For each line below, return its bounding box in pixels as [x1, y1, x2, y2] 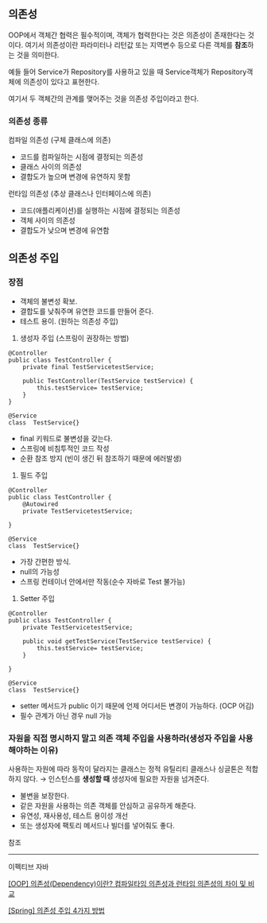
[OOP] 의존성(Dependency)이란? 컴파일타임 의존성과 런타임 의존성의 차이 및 [8, 879, 246, 889]
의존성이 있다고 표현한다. [22, 76, 100, 86]
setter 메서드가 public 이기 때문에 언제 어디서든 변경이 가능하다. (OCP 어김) [19, 700, 254, 710]
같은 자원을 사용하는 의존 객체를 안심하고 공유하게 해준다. [19, 801, 196, 811]
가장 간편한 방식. [19, 557, 72, 566]
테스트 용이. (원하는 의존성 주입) [19, 316, 119, 326]
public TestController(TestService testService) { [22, 377, 194, 385]
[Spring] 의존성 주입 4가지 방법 [8, 906, 106, 916]
